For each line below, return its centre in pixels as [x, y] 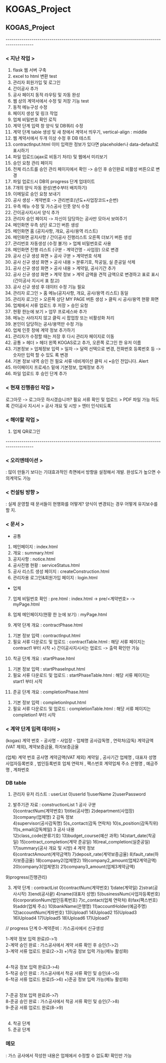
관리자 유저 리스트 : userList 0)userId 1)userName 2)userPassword [79, 794]
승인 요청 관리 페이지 [33, 163]
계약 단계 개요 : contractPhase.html [48, 625]
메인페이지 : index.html [35, 547]
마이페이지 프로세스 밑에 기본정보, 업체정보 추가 [58, 367]
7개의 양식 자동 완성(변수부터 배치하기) [50, 188]
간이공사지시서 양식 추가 [36, 213]
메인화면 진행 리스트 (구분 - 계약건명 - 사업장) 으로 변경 [66, 250]
